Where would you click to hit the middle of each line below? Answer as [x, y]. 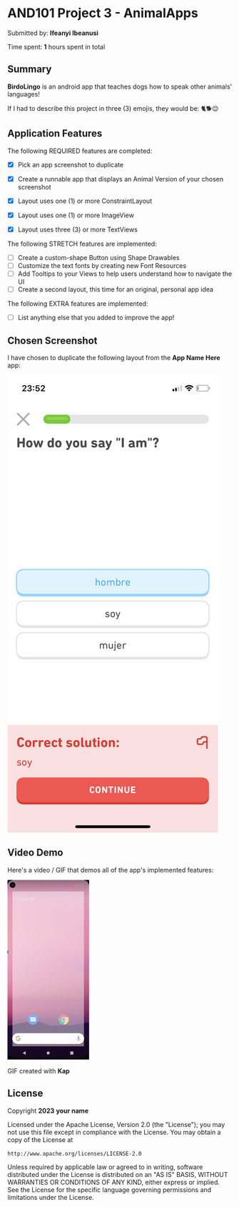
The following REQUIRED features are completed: [80, 151]
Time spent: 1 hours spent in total [56, 46]
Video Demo [35, 853]
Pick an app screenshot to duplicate [70, 164]
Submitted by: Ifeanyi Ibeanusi [53, 33]
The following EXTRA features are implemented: [78, 304]
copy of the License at [40, 1139]
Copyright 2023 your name [48, 1111]
